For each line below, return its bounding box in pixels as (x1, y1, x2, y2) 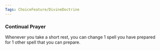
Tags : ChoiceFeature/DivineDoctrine (5, 7, 80, 12)
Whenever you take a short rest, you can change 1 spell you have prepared (5, 34, 156, 40)
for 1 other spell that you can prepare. (5, 39, 80, 45)
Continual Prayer (5, 23, 46, 30)
